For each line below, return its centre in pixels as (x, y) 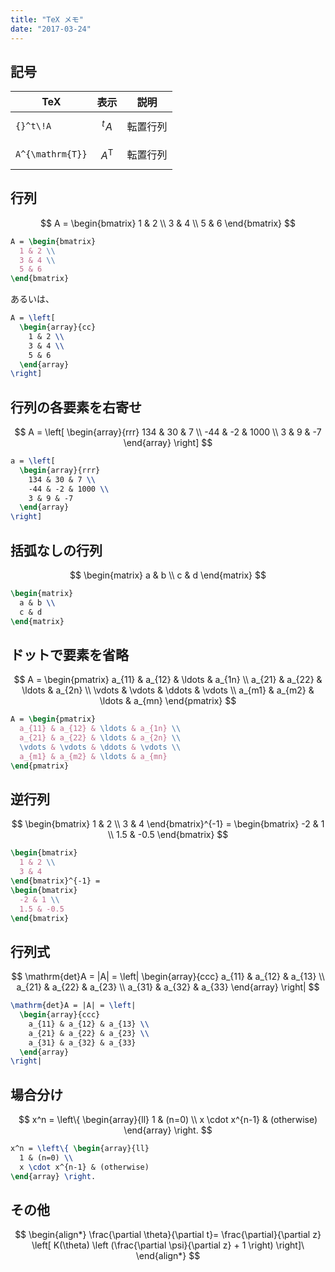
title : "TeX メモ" (47, 19)
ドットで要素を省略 (69, 654)
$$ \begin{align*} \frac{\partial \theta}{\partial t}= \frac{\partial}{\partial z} (168, 1235)
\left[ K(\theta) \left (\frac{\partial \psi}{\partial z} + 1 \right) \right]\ (168, 1245)
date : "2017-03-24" (51, 29)
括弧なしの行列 (56, 550)
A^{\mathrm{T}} (51, 154)
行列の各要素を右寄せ (76, 407)
